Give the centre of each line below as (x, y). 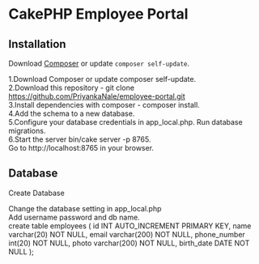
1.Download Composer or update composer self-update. (102, 79)
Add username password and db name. (74, 217)
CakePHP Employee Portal (98, 14)
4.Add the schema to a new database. (72, 113)
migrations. (27, 131)
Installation (37, 44)
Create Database (36, 193)
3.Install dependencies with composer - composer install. (104, 105)
